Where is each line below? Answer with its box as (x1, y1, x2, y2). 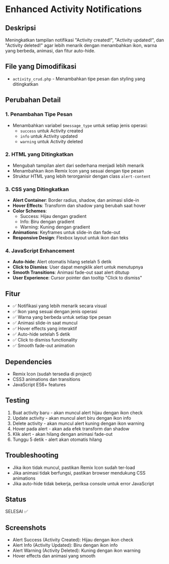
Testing (5, 396, 30, 405)
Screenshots (5, 523, 46, 532)
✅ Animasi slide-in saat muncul (12, 320, 78, 326)
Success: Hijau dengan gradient (20, 213, 87, 219)
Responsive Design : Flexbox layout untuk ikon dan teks (12, 235, 129, 241)
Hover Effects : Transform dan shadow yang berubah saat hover (12, 203, 146, 209)
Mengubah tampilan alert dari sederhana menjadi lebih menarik (12, 162, 144, 168)
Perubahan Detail (5, 96, 61, 104)
